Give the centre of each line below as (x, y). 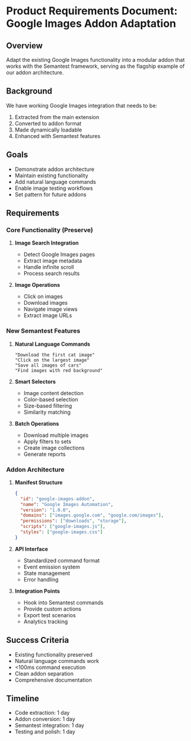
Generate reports (44, 454)
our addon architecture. (35, 72)
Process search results (52, 273)
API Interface (31, 549)
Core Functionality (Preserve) (50, 230)
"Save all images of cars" (48, 365)
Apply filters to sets (47, 441)
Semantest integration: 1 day (50, 726)
